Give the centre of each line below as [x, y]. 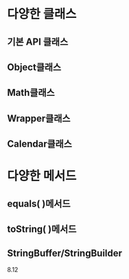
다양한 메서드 [42, 176]
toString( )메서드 [42, 229]
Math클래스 [31, 93]
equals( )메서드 [39, 204]
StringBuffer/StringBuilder [64, 253]
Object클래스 [34, 67]
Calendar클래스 [39, 144]
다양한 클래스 [42, 14]
